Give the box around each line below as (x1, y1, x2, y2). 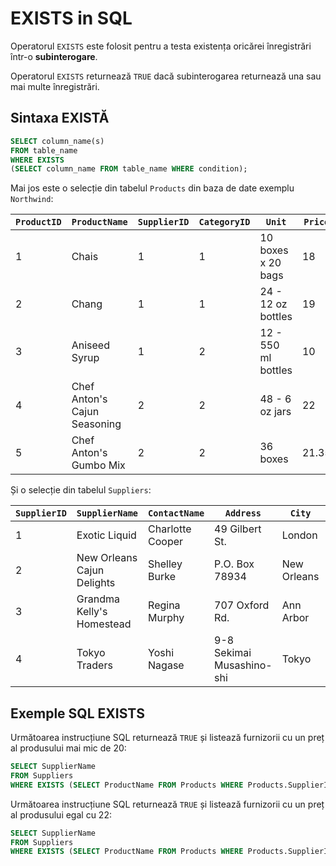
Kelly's (76, 605, 108, 619)
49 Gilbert (214, 522, 262, 536)
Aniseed (71, 338, 110, 352)
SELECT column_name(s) (10, 136, 105, 146)
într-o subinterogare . (10, 50, 98, 62)
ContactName (148, 508, 205, 519)
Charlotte (148, 522, 192, 536)
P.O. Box (214, 557, 255, 571)
